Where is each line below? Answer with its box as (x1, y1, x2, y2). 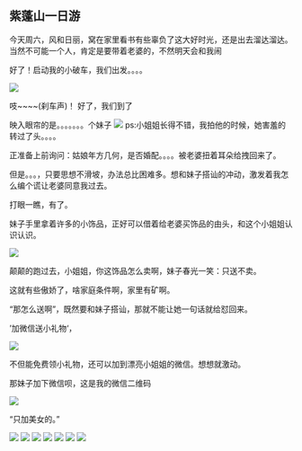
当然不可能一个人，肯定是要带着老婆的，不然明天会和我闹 (9, 45, 222, 56)
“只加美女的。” (9, 413, 60, 424)
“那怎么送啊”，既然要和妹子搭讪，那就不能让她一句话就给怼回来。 (9, 304, 253, 314)
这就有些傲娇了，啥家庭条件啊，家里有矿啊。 (9, 284, 175, 295)
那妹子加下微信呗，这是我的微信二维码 (9, 377, 151, 388)
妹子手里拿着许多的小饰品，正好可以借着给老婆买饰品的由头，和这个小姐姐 (9, 218, 285, 229)
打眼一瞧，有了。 (9, 199, 73, 209)
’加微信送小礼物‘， (9, 323, 77, 333)
